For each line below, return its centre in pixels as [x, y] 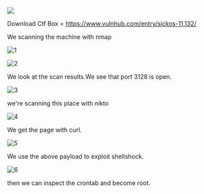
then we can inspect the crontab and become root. [79, 183]
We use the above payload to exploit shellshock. [76, 156]
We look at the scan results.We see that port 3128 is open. [89, 77]
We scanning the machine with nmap [59, 37]
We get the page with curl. [45, 130]
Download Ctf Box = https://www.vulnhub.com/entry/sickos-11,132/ [102, 24]
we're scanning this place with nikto [58, 103]
